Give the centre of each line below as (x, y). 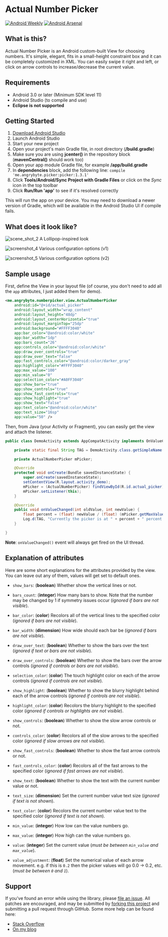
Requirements (27, 83)
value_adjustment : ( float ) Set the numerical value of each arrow (78, 860)
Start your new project (35, 144)
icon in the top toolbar (35, 185)
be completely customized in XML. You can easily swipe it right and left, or (82, 62)
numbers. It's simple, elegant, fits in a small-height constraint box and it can (83, 56)
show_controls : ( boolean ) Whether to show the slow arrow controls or (84, 720)
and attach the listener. (29, 432)
